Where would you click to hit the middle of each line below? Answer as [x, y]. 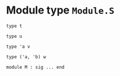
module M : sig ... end [35, 67]
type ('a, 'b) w [26, 57]
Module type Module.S [60, 10]
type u [14, 36]
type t [14, 26]
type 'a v [18, 47]
